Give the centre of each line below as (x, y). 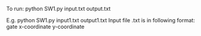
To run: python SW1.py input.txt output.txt (59, 9)
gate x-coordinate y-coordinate (46, 27)
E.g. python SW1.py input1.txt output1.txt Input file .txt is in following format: (101, 20)
